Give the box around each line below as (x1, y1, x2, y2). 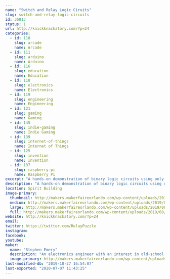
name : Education (14, 73, 49, 78)
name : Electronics (14, 87, 53, 92)
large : (10, 205, 24, 210)
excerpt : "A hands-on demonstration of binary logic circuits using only (5, 176, 164, 182)
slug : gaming (14, 111, 42, 116)
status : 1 (5, 21, 26, 27)
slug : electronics (14, 82, 53, 87)
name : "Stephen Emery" (10, 247, 58, 252)
